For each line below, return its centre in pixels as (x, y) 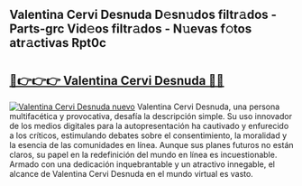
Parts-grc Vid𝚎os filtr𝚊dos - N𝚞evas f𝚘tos (131, 29)
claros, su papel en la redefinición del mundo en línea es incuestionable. (143, 154)
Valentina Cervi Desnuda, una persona (208, 107)
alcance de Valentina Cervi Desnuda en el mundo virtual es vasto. (132, 174)
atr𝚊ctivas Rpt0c (58, 43)
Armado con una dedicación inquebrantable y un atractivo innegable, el (142, 164)
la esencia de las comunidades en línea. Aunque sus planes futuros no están (152, 145)
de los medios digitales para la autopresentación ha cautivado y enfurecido (149, 126)
